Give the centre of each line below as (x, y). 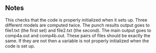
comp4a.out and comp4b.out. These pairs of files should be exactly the (78, 35)
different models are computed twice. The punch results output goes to (78, 25)
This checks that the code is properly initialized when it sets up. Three (76, 20)
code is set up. (20, 46)
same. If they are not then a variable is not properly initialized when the (77, 41)
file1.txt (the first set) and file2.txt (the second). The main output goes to (78, 30)
